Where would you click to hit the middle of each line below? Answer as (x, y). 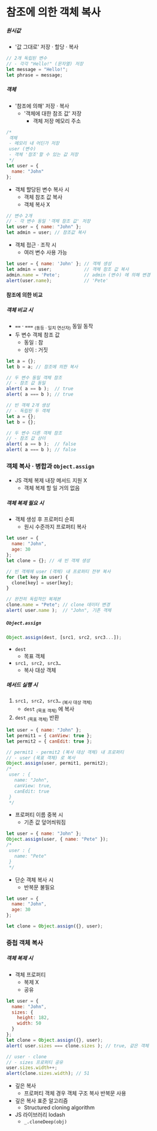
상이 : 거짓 (36, 349)
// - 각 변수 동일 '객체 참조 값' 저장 (49, 221)
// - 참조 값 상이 (26, 438)
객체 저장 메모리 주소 (57, 120)
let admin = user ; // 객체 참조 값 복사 (68, 269)
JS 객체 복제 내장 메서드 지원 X (51, 481)
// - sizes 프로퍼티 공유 (35, 1062)
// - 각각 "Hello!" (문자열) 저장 (45, 64)
